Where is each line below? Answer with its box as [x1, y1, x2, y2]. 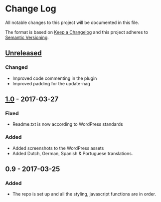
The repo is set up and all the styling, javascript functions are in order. [12, 191, 156, 197]
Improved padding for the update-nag [12, 80, 91, 86]
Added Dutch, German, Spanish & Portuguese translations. [12, 150, 133, 156]
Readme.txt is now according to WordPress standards [12, 121, 123, 127]
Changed [5, 64, 28, 71]
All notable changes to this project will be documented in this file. [5, 19, 140, 25]
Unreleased [5, 49, 42, 57]
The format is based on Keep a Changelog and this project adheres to [5, 29, 149, 35]
